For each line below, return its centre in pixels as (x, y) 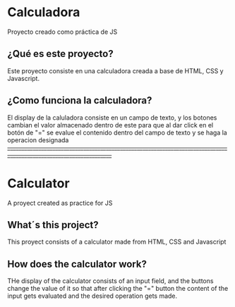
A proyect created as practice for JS (60, 203)
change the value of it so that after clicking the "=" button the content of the (118, 289)
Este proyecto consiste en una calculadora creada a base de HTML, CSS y (115, 70)
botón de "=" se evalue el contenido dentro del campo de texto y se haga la (117, 132)
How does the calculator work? (77, 264)
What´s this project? (53, 225)
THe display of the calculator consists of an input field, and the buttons (110, 281)
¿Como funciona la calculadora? (80, 100)
